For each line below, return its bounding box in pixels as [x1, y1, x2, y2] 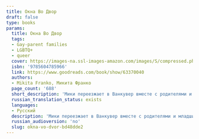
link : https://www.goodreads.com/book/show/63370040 [11, 69, 145, 75]
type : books [6, 20, 36, 25]
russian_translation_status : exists [11, 96, 102, 102]
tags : [11, 36, 25, 42]
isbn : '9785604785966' [11, 63, 68, 70]
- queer [11, 53, 31, 59]
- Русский [11, 108, 36, 114]
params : [6, 25, 25, 31]
